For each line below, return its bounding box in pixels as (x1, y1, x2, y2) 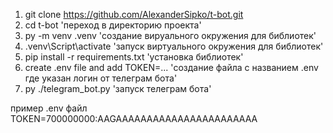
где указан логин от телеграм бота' (24, 72, 178, 84)
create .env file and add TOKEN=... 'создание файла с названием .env (24, 62, 319, 73)
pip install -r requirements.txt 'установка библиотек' (24, 51, 244, 63)
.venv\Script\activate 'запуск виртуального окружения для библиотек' (24, 40, 324, 52)
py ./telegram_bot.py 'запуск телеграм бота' (24, 83, 212, 94)
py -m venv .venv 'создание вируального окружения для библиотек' (24, 30, 317, 41)
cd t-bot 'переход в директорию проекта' (24, 19, 202, 31)
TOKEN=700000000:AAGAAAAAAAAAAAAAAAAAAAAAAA (10, 113, 258, 124)
